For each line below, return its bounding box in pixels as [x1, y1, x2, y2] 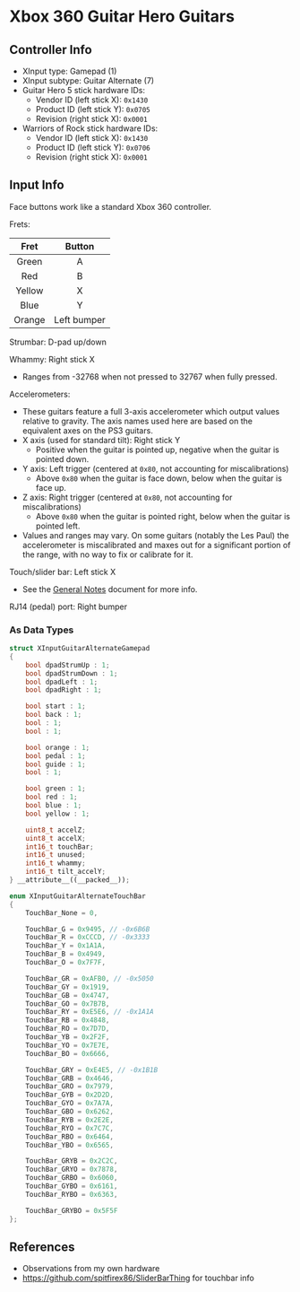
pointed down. [35, 453, 90, 464]
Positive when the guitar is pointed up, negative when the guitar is [35, 444, 279, 455]
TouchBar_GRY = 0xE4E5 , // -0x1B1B [25, 1065, 159, 1074]
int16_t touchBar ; [25, 842, 94, 851]
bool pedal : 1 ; [25, 751, 87, 760]
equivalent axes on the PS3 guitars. [21, 424, 154, 436]
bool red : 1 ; [25, 792, 78, 802]
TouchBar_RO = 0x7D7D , [25, 1025, 110, 1034]
